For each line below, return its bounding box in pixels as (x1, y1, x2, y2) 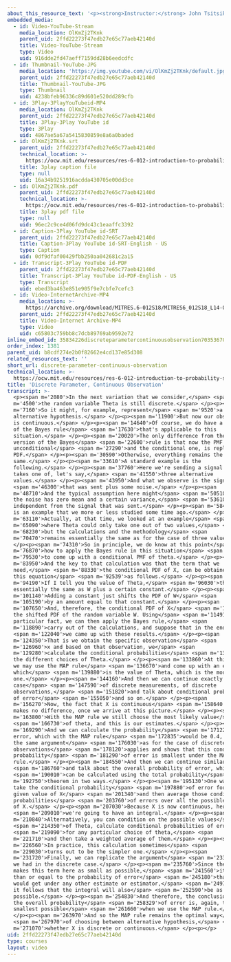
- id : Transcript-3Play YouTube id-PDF (13, 259, 128, 266)
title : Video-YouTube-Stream (19, 42, 103, 49)
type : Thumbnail (19, 87, 67, 94)
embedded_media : (7, 17, 54, 23)
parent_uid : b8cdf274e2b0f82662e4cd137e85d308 (7, 349, 143, 356)
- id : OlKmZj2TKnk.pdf (13, 183, 78, 190)
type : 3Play (19, 125, 54, 132)
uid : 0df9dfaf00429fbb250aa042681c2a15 (19, 253, 134, 260)
